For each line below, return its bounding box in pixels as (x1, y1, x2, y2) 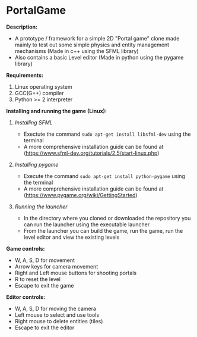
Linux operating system (14, 83, 72, 90)
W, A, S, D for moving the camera (14, 305, 97, 312)
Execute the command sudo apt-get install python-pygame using (23, 172, 186, 179)
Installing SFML (14, 118, 53, 126)
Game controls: (6, 245, 45, 252)
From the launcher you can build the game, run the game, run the (23, 227, 183, 234)
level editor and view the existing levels (23, 233, 120, 241)
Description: (6, 23, 37, 30)
